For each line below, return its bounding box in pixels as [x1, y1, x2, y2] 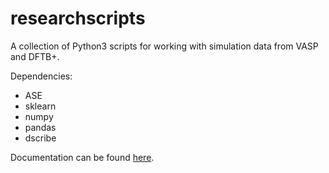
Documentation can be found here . [10, 151, 155, 163]
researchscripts [10, 7, 146, 30]
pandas [24, 121, 57, 133]
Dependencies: [10, 70, 73, 82]
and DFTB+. [10, 50, 60, 62]
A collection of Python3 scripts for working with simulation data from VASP [10, 40, 319, 52]
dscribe [24, 132, 57, 144]
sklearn [24, 100, 57, 112]
